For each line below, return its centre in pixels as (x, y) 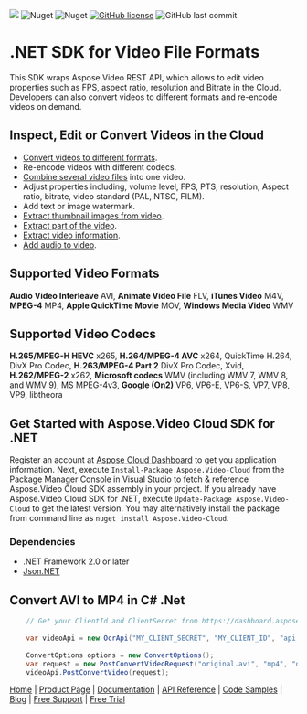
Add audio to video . (60, 245)
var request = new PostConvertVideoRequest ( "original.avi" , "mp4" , (157, 664)
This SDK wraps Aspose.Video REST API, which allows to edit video (137, 77)
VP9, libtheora (36, 395)
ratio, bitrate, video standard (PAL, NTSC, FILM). (114, 196)
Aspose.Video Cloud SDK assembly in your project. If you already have (143, 489)
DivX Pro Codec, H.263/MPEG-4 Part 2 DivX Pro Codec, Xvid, (127, 366)
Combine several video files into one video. (104, 176)
